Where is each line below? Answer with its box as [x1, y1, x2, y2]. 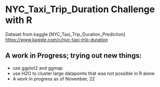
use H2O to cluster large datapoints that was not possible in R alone [12, 70, 155, 76]
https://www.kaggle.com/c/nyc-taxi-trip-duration [5, 37, 108, 43]
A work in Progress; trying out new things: [5, 51, 142, 60]
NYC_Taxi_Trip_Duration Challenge [5, 4, 155, 15]
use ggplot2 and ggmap [12, 65, 63, 71]
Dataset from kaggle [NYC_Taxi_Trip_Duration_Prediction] [5, 31, 125, 37]
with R [5, 14, 33, 26]
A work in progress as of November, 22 [12, 75, 95, 82]
